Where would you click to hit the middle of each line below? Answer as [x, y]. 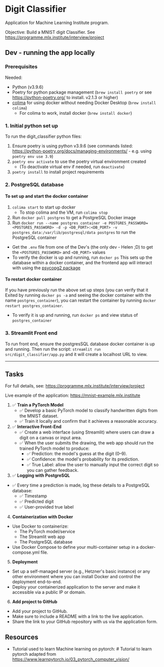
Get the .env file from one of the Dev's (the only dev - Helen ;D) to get [82, 247]
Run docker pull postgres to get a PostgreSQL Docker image [74, 218]
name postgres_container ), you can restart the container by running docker [81, 301]
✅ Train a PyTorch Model [38, 405]
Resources [22, 637]
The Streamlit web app [42, 537]
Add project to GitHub [35, 602]
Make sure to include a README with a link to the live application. [78, 616]
